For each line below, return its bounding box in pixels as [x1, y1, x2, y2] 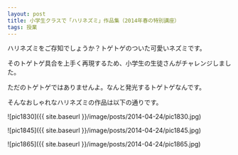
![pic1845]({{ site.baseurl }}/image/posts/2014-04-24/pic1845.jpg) [7, 126, 201, 135]
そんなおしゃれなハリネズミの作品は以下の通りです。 [7, 98, 163, 107]
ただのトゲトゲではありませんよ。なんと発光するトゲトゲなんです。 [7, 83, 206, 92]
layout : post [7, 10, 46, 18]
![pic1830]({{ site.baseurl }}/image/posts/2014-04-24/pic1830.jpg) [7, 112, 202, 121]
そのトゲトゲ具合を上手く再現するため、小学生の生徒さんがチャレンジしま [7, 59, 225, 68]
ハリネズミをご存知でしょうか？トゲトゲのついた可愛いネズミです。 [7, 44, 206, 53]
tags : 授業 [7, 23, 38, 31]
